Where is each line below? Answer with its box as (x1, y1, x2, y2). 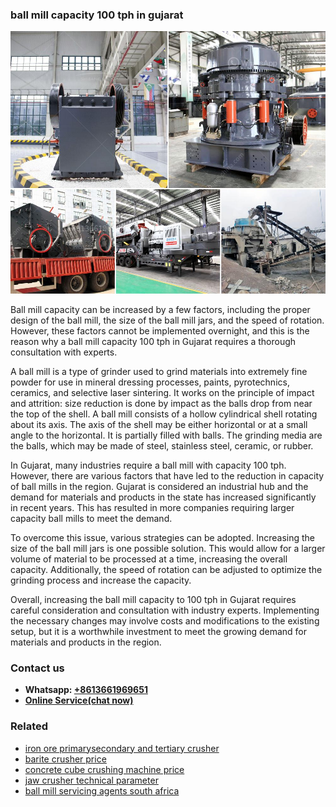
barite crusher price (24, 753, 107, 765)
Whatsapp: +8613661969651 (24, 684, 148, 696)
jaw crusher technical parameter (24, 774, 159, 786)
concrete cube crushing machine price (24, 763, 185, 775)
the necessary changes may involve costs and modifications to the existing (10, 614, 320, 627)
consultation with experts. (10, 346, 118, 358)
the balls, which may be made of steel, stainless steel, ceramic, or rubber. (10, 439, 314, 452)
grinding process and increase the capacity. (10, 574, 192, 586)
